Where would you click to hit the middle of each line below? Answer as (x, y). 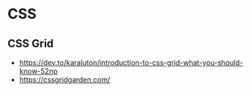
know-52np (38, 71)
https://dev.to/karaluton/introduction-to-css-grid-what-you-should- (131, 62)
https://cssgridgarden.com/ (65, 80)
